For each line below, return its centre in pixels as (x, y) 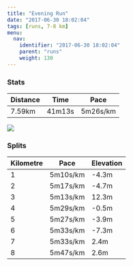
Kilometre (27, 163)
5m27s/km (67, 219)
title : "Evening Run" (38, 13)
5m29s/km (67, 208)
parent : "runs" (41, 52)
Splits (17, 145)
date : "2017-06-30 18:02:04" (48, 20)
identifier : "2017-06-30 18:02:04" (70, 45)
